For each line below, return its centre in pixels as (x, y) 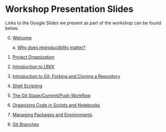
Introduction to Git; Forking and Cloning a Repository (66, 76)
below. (12, 28)
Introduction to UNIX (33, 66)
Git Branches (26, 124)
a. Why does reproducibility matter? (49, 47)
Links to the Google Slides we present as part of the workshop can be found (83, 23)
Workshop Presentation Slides (69, 9)
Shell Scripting (27, 86)
